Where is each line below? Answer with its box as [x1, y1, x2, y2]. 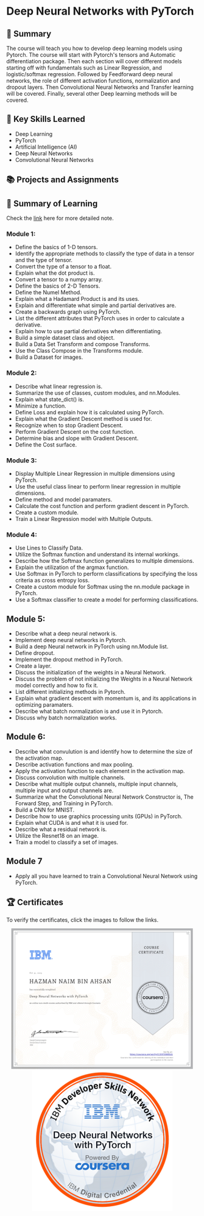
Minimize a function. [15, 402, 66, 409]
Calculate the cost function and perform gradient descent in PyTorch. [15, 502, 189, 509]
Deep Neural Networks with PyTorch [6, 4, 194, 18]
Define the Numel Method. [15, 289, 82, 296]
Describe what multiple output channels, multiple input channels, [15, 780, 178, 787]
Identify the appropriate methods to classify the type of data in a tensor [15, 250, 195, 257]
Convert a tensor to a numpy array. [15, 276, 103, 283]
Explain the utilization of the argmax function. [15, 564, 129, 571]
